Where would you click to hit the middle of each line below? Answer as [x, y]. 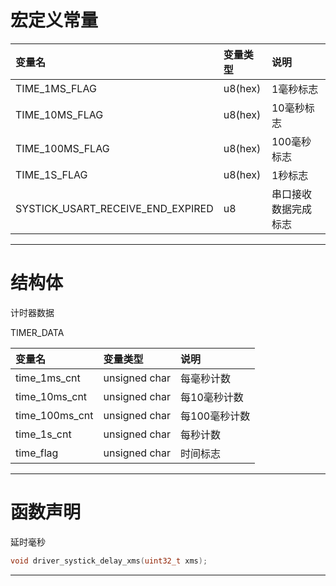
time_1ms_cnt [48, 378]
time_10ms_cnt [51, 396]
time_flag [37, 453]
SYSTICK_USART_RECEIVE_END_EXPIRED [114, 208]
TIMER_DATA [37, 332]
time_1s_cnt [43, 434]
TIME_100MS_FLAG [62, 148]
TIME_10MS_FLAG [59, 114]
